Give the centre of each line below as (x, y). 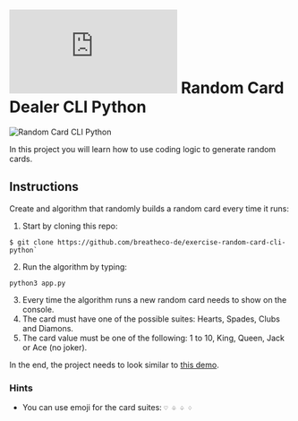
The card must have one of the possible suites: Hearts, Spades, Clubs (151, 319)
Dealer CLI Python (78, 107)
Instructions (44, 187)
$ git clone (31, 242)
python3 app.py (38, 283)
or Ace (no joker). (55, 347)
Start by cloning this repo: (70, 226)
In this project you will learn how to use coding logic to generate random (143, 149)
